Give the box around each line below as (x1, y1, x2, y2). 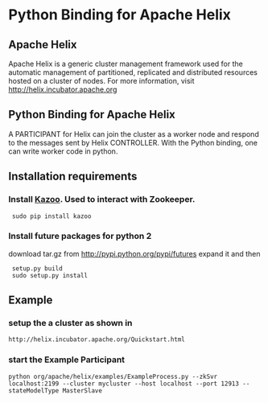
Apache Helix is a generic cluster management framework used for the (8, 59, 243, 68)
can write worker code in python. (8, 146, 118, 156)
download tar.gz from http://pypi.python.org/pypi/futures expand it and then (8, 249, 261, 258)
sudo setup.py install (11, 271, 89, 279)
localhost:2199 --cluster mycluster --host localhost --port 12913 (8, 380, 240, 388)
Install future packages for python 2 (8, 231, 152, 242)
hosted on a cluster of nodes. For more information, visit (8, 76, 195, 85)
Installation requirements (8, 170, 138, 183)
